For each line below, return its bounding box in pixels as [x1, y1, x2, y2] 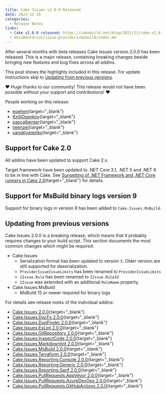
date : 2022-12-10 [5, 12, 41, 17]
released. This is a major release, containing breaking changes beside [5, 54, 148, 60]
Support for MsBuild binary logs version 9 [5, 192, 137, 200]
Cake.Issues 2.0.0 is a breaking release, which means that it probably [5, 232, 147, 239]
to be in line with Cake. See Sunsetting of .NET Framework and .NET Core [5, 172, 156, 178]
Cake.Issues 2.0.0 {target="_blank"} [12, 309, 85, 315]
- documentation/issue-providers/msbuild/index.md [9, 35, 116, 40]
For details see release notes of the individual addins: [5, 299, 114, 305]
